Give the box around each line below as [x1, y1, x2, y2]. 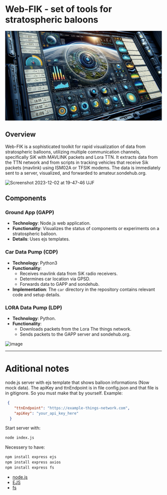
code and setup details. [12, 291, 61, 297]
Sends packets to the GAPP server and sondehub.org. [19, 331, 131, 337]
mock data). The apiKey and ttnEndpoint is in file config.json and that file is [5, 384, 159, 390]
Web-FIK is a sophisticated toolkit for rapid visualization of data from [5, 143, 146, 149]
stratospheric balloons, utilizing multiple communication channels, [5, 148, 141, 155]
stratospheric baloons [5, 14, 98, 25]
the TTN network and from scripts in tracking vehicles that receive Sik [5, 159, 149, 165]
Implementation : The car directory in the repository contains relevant [12, 286, 155, 292]
